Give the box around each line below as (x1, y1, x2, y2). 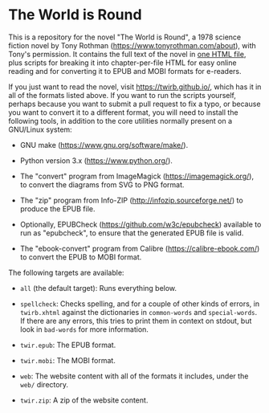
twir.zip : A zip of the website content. (19, 395, 149, 405)
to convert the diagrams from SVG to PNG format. (19, 179, 185, 190)
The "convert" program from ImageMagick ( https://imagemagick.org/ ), (19, 171, 255, 181)
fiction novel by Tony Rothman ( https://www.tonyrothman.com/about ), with (8, 40, 257, 50)
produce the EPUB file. (19, 203, 96, 214)
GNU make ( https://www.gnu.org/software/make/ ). (19, 140, 189, 149)
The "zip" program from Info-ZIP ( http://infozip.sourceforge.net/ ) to (19, 195, 243, 205)
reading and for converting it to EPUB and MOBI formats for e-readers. (8, 66, 243, 76)
